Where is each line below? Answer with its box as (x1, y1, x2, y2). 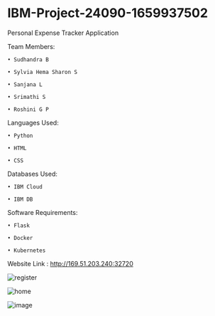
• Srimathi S (7, 93, 46, 100)
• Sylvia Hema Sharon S (7, 68, 78, 75)
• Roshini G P (7, 105, 50, 113)
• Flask (7, 222, 31, 229)
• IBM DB (7, 196, 33, 203)
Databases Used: (7, 169, 58, 178)
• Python (7, 132, 33, 139)
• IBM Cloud (7, 183, 43, 190)
